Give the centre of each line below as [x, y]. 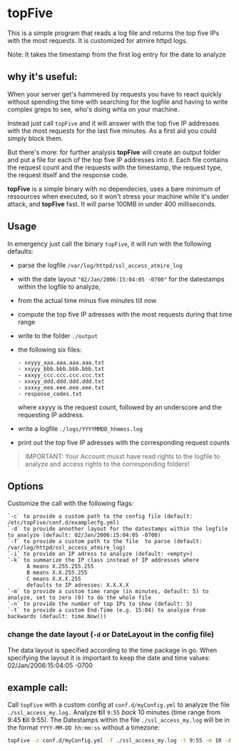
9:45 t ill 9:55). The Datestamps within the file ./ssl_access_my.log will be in [118, 720]
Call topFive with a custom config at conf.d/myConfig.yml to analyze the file [118, 705]
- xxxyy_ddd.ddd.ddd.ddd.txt [61, 381]
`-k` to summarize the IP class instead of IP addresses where [103, 560]
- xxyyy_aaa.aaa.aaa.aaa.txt [61, 362]
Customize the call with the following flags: [71, 503]
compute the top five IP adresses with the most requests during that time [125, 314]
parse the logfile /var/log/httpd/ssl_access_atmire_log [100, 265]
